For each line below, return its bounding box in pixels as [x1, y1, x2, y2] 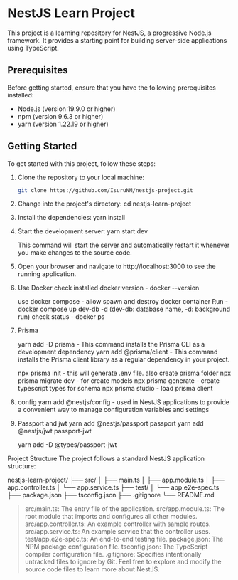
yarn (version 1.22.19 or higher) [17, 120, 109, 128]
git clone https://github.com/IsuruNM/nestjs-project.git [17, 186, 193, 194]
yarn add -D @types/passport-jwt [17, 441, 117, 449]
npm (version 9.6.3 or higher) [17, 112, 104, 120]
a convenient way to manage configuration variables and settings [17, 406, 210, 414]
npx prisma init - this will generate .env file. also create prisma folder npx [17, 369, 232, 378]
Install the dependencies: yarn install [17, 213, 126, 222]
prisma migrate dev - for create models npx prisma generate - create [17, 376, 220, 385]
